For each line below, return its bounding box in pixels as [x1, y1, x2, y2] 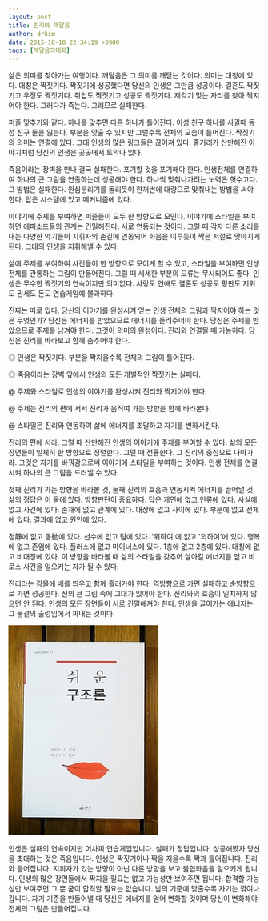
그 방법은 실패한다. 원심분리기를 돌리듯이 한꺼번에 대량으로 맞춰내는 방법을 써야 [8, 185, 254, 194]
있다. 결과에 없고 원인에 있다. [16, 515, 106, 524]
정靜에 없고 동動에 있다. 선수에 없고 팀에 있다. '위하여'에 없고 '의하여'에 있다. [8, 532, 246, 542]
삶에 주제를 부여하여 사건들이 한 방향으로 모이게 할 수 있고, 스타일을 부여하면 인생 [8, 258, 260, 268]
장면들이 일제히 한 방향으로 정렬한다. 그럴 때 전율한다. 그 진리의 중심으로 [8, 448, 232, 458]
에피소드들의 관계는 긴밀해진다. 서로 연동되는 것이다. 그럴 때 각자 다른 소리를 [22, 222, 260, 231]
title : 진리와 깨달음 [8, 21, 70, 30]
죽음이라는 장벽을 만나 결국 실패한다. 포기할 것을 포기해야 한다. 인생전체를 [8, 165, 237, 174]
